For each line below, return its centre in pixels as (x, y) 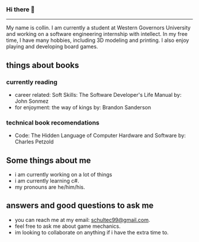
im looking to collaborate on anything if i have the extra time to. (92, 232)
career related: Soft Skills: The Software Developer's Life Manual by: (98, 94)
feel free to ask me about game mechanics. (68, 226)
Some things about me (49, 160)
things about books (43, 65)
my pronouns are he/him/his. (50, 187)
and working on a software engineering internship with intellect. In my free (97, 34)
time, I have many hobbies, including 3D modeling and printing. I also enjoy (98, 40)
